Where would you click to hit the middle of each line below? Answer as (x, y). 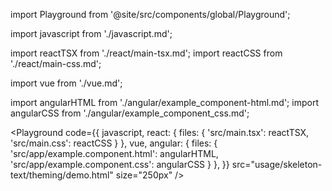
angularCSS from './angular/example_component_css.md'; (130, 113)
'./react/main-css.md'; (56, 63)
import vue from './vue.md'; (66, 83)
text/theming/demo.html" (62, 175)
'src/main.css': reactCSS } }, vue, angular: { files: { (114, 143)
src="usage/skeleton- (277, 164)
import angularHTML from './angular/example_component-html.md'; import (164, 102)
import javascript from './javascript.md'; (91, 33)
